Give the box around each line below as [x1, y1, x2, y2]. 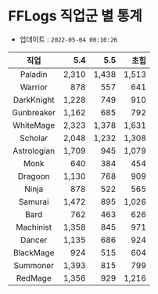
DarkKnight [13, 94, 55, 105]
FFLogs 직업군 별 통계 [8, 7, 142, 25]
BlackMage [13, 247, 55, 258]
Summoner [13, 260, 55, 270]
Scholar [19, 132, 48, 143]
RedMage [16, 272, 52, 283]
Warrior [20, 82, 48, 93]
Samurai [18, 196, 49, 207]
